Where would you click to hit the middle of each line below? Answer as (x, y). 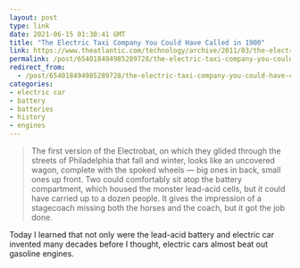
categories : (31, 84)
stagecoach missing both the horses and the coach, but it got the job (158, 208)
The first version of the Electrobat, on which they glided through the (156, 151)
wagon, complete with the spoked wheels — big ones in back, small (156, 170)
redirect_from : (37, 68)
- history (28, 117)
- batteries (31, 109)
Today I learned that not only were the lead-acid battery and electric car (142, 234)
